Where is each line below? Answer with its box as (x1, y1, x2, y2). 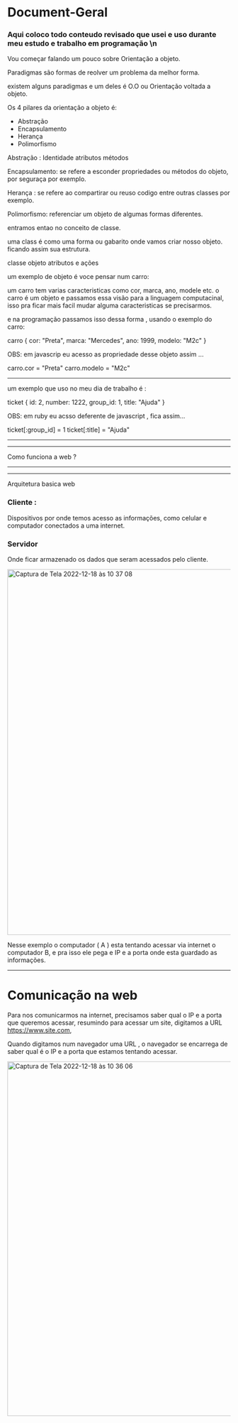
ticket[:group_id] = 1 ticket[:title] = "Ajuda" (7, 425, 130, 434)
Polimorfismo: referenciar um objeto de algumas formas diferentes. (7, 210, 203, 219)
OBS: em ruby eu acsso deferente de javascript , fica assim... (7, 412, 186, 420)
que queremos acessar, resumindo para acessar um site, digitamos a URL (7, 1018, 222, 1027)
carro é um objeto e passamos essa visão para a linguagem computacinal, (7, 294, 225, 302)
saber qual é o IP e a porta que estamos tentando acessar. (7, 1047, 178, 1056)
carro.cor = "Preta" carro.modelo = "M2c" (7, 364, 130, 373)
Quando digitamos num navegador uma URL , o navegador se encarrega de (7, 1040, 228, 1048)
